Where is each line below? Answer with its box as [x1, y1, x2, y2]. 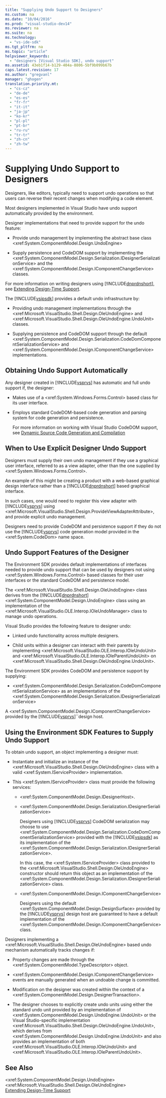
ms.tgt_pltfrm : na [5, 44, 43, 49]
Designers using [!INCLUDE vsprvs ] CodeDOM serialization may [19, 819, 150, 825]
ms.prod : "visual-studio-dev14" [5, 21, 72, 26]
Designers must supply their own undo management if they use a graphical [5, 457, 159, 463]
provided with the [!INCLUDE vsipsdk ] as [76, 835, 159, 841]
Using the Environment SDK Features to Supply [5, 728, 154, 736]
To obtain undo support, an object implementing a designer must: [5, 749, 139, 755]
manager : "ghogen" [5, 77, 43, 82]
